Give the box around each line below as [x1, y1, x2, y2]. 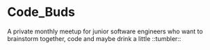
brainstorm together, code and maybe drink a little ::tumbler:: [7, 34, 181, 42]
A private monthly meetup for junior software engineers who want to [7, 27, 203, 35]
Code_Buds [7, 4, 75, 20]
